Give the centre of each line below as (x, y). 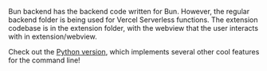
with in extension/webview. (53, 36)
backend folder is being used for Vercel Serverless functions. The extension (133, 20)
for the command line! (45, 60)
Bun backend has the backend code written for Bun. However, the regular (129, 11)
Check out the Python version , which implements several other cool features (134, 52)
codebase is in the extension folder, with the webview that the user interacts (133, 28)
